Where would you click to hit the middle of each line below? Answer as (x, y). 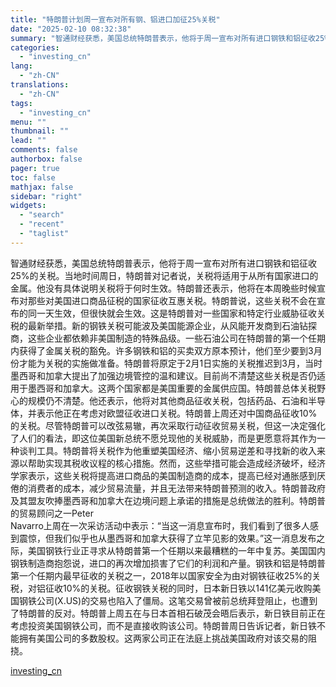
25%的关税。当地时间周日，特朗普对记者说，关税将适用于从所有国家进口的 (164, 275)
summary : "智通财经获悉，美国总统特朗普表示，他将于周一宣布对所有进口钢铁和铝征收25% (170, 38)
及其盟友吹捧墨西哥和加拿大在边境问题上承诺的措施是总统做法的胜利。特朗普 (168, 500)
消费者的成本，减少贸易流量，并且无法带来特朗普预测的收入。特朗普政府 (176, 488)
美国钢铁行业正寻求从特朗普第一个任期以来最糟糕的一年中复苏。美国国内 (176, 550)
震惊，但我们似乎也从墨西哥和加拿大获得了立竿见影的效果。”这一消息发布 (167, 538)
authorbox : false (46, 159)
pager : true (35, 168)
